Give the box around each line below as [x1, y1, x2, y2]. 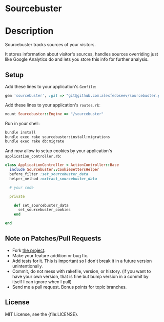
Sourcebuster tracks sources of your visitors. [5, 42, 96, 48]
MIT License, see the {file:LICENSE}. [5, 311, 79, 317]
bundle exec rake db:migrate [5, 139, 64, 144]
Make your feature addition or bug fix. [12, 252, 89, 258]
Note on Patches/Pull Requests [5, 234, 102, 243]
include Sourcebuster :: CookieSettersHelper [9, 167, 99, 172]
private [9, 194, 25, 199]
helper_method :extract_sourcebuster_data [9, 176, 97, 181]
